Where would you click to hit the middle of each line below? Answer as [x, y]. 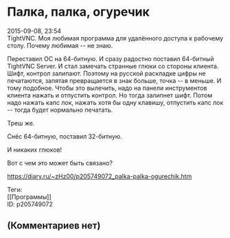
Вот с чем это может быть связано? [60, 163]
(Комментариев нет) [54, 226]
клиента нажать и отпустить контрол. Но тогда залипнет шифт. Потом [110, 95]
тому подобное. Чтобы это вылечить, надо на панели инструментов [107, 88]
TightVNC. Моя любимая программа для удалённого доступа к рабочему [115, 38]
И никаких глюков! [35, 150]
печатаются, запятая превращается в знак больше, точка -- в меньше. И [114, 80]
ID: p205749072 [30, 204]
